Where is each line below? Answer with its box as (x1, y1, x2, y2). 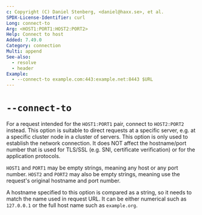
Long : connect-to (6, 20, 50, 26)
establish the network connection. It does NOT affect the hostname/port (6, 140, 187, 147)
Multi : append (6, 48, 42, 55)
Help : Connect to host (6, 31, 64, 38)
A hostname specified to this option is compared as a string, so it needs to (6, 189, 192, 196)
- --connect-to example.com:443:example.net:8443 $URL (12, 76, 153, 82)
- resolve (12, 59, 36, 65)
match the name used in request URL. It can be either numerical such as (6, 195, 187, 203)
